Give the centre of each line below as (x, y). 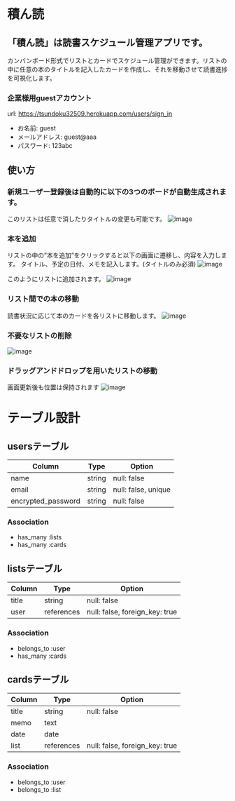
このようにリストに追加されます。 (56, 279)
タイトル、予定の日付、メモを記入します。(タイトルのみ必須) (108, 264)
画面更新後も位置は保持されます (53, 387)
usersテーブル (38, 446)
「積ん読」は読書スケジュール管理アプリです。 (108, 42)
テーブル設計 (44, 418)
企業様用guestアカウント (50, 97)
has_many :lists (40, 537)
